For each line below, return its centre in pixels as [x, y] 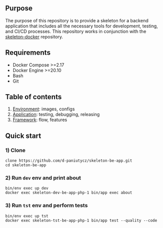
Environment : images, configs [44, 109]
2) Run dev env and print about [43, 178]
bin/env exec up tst [27, 216]
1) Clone [15, 150]
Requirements [28, 53]
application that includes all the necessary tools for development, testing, [82, 26]
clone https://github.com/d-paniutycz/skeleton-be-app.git [69, 161]
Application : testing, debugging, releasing [56, 115]
